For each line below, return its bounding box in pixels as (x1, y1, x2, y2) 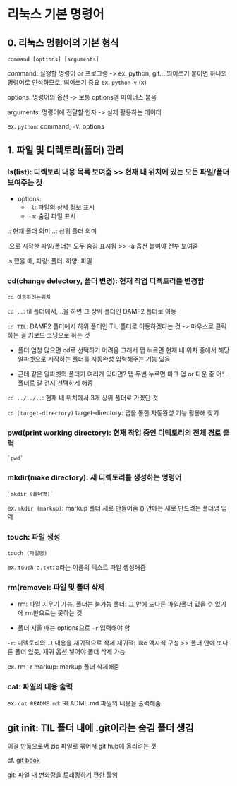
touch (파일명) (7, 549, 48, 556)
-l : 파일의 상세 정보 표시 (28, 203, 95, 211)
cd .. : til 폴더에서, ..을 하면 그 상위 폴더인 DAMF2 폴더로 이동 (7, 306, 177, 315)
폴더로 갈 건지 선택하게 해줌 (17, 379, 94, 387)
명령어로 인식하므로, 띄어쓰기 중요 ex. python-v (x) (7, 78, 147, 86)
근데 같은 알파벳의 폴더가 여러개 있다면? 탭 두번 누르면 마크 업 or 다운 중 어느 (17, 369, 228, 378)
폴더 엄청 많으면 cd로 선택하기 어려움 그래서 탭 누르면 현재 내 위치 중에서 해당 (17, 345, 230, 354)
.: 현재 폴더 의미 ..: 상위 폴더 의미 (7, 227, 97, 235)
